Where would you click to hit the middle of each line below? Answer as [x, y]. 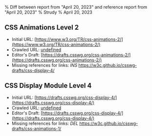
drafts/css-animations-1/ [36, 128]
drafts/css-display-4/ [33, 70]
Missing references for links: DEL [45, 123]
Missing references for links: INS [44, 65]
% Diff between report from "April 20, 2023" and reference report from [76, 7]
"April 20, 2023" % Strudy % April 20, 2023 [48, 12]
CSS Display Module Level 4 [48, 86]
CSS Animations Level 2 [42, 28]
